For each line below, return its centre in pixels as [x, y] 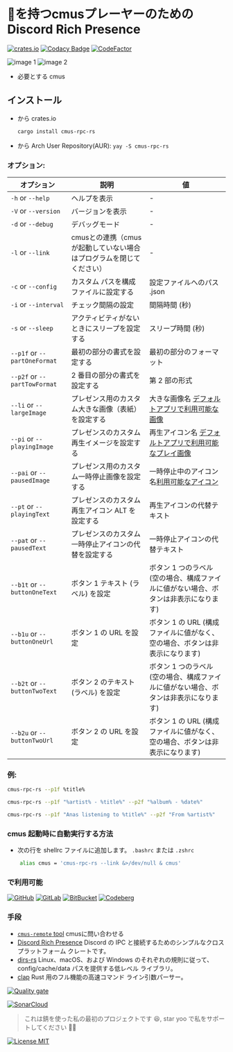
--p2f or [24, 377]
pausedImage [31, 480]
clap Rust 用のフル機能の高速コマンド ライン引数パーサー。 [102, 977]
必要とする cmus [41, 76]
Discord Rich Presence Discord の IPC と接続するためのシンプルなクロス [121, 942]
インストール [35, 100]
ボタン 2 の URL [97, 731]
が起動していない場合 [106, 248]
